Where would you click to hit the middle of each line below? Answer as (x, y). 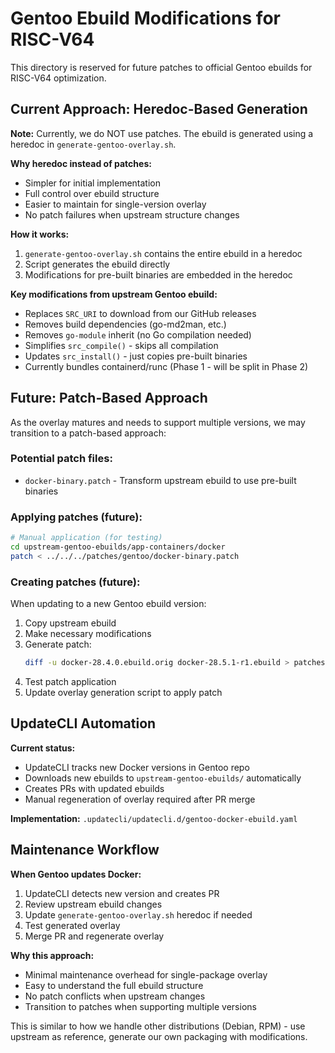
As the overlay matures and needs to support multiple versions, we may (158, 422)
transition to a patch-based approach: (88, 433)
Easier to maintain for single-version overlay (115, 204)
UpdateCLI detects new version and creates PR (122, 893)
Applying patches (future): (76, 517)
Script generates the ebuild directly (97, 264)
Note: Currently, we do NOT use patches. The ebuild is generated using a (162, 133)
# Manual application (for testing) (86, 538)
